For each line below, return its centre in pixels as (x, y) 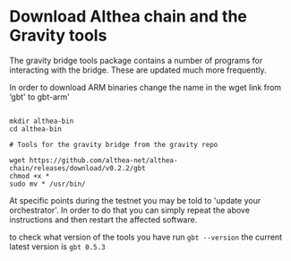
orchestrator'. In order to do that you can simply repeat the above (130, 210)
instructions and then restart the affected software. (103, 219)
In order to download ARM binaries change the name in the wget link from (145, 87)
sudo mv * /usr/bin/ (48, 184)
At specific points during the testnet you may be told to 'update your (135, 200)
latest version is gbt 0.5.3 (57, 246)
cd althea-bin (36, 129)
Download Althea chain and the (128, 17)
